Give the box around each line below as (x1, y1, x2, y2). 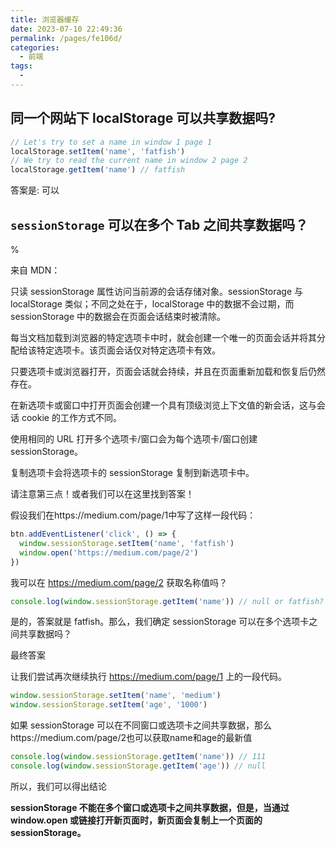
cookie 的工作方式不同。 (21, 412, 122, 423)
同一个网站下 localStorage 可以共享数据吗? (10, 110, 277, 127)
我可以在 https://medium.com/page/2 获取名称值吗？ (10, 576, 228, 588)
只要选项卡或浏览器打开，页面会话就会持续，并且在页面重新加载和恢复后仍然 (10, 366, 326, 377)
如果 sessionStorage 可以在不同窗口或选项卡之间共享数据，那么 (10, 719, 272, 731)
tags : (10, 61, 33, 71)
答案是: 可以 (10, 184, 60, 196)
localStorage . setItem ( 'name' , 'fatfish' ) (10, 146, 186, 156)
